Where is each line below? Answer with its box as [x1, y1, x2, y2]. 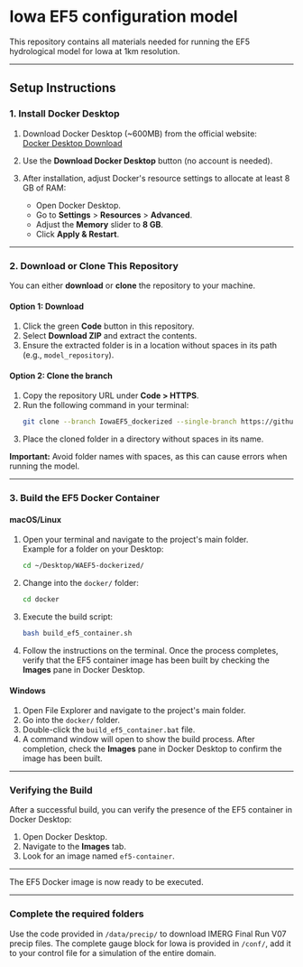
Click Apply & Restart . [35, 228, 120, 239]
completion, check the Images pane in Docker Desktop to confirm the [22, 743, 282, 755]
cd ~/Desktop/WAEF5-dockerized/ [22, 562, 144, 571]
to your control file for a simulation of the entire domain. [9, 947, 216, 958]
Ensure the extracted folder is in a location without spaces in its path [22, 340, 278, 351]
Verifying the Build [9, 784, 93, 796]
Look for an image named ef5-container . [22, 851, 175, 861]
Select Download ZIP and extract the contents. [22, 330, 197, 341]
